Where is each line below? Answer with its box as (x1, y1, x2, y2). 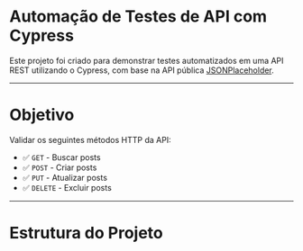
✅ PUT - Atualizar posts (22, 172, 108, 183)
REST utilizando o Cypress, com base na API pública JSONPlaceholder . (9, 65, 275, 76)
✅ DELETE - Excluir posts (22, 182, 113, 193)
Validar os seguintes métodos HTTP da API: (9, 134, 171, 145)
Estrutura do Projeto (9, 223, 164, 244)
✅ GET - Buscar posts (22, 151, 101, 163)
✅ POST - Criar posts (22, 162, 97, 173)
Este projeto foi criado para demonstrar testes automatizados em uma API (9, 55, 284, 66)
